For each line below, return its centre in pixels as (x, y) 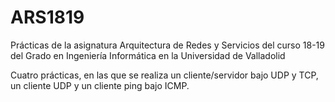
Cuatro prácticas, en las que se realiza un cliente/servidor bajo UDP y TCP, (164, 75)
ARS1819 (47, 17)
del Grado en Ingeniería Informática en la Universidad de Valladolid (148, 55)
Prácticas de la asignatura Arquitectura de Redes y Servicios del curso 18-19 (167, 45)
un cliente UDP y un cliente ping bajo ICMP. (100, 85)
